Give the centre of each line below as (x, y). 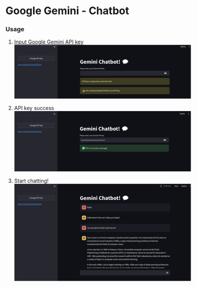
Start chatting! (31, 181)
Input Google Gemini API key (49, 42)
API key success (34, 108)
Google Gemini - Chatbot (67, 11)
